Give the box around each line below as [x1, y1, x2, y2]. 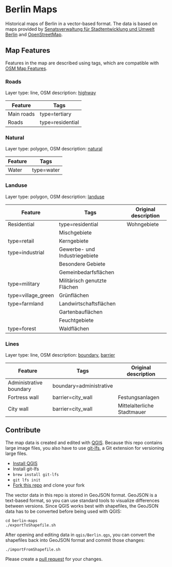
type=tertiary [39, 111, 72, 118]
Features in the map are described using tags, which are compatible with [5, 60, 159, 66]
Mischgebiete [58, 229, 92, 236]
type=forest [8, 325, 36, 332]
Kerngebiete [58, 237, 89, 244]
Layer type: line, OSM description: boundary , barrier [5, 352, 115, 358]
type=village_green [8, 292, 54, 299]
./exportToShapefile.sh [5, 522, 56, 528]
